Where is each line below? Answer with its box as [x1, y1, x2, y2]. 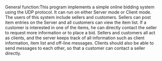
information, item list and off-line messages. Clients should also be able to [5, 40, 154, 46]
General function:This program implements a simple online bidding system [5, 4, 155, 10]
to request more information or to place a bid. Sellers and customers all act [5, 30, 156, 35]
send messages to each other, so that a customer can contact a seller [5, 46, 145, 51]
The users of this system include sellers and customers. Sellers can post [5, 15, 151, 20]
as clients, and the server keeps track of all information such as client [5, 35, 145, 41]
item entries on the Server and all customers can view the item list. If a [5, 19, 146, 25]
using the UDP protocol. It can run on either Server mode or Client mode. [5, 9, 152, 15]
